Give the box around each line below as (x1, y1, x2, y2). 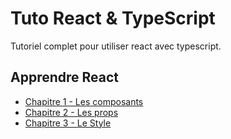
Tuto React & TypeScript (10, 7, 216, 30)
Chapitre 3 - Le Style (24, 117, 112, 129)
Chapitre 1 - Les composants (24, 95, 144, 107)
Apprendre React (10, 69, 120, 86)
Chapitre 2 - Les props (24, 106, 119, 118)
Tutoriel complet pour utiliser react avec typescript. (10, 40, 222, 52)
